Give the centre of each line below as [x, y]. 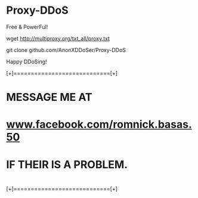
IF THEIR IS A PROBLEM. [67, 164]
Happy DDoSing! [27, 61]
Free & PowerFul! [27, 27]
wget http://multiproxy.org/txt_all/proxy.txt [58, 38]
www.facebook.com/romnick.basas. [99, 124]
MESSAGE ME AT [49, 98]
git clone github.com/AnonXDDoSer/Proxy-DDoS [66, 50]
